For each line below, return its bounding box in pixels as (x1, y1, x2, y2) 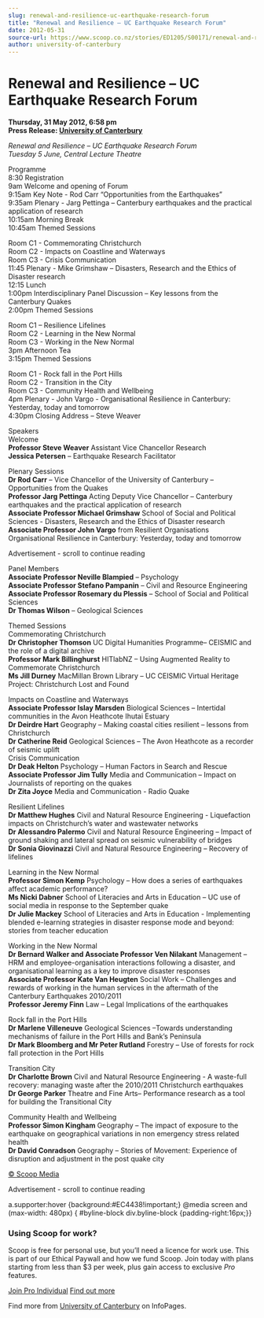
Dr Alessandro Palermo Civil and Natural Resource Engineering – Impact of (8, 827, 252, 836)
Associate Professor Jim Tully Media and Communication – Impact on (8, 770, 237, 780)
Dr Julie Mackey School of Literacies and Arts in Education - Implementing (8, 910, 251, 919)
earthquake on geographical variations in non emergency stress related (8, 1129, 240, 1139)
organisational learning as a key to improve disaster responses (8, 966, 211, 976)
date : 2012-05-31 (8, 26, 65, 34)
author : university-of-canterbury (8, 41, 122, 49)
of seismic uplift (8, 745, 60, 755)
